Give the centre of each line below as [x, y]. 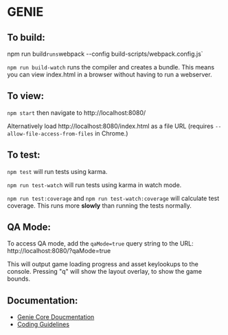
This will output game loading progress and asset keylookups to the [103, 264]
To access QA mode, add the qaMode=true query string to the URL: [100, 244]
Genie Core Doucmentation [56, 317]
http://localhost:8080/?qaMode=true [59, 251]
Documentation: [43, 300]
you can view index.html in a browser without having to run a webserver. [110, 74]
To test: [24, 155]
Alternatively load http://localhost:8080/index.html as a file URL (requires [111, 126]
